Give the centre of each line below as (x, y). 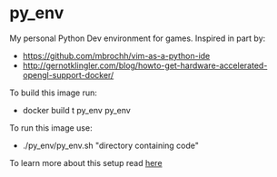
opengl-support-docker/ (68, 74)
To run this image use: (51, 128)
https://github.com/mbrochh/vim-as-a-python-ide (116, 55)
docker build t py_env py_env (77, 110)
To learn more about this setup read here (86, 162)
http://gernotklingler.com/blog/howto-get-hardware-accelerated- (145, 65)
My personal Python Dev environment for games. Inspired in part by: (138, 38)
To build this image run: (54, 93)
